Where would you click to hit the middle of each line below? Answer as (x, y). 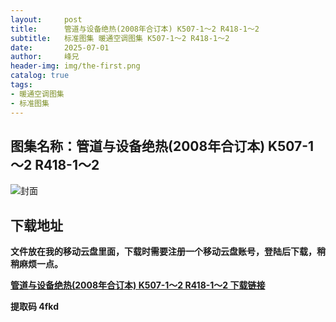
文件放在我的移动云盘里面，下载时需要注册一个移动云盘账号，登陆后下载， (163, 252)
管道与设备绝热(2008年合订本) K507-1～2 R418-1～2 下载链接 (138, 285)
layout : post (46, 19)
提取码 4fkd (34, 307)
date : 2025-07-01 (60, 47)
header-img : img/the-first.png (75, 66)
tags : (21, 85)
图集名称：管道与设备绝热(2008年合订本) (138, 146)
